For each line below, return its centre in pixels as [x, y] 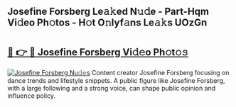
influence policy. [31, 96]
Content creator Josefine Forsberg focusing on [160, 73]
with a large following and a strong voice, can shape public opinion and [112, 88]
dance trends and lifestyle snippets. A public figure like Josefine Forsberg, [116, 80]
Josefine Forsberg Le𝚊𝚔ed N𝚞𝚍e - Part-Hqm [108, 12]
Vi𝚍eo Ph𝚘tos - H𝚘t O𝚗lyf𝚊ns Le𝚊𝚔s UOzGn [107, 23]
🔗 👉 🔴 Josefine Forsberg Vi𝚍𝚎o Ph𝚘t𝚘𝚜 [98, 52]
